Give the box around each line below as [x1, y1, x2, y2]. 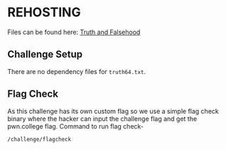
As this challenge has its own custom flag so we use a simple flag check [7, 107, 219, 115]
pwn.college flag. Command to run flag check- [7, 122, 144, 130]
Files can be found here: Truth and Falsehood [7, 28, 141, 36]
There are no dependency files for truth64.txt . [7, 67, 146, 75]
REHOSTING [7, 4, 81, 21]
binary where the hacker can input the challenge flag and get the [7, 114, 198, 123]
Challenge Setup [7, 48, 83, 60]
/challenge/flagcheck [7, 136, 72, 143]
